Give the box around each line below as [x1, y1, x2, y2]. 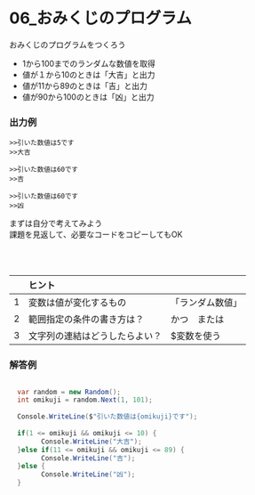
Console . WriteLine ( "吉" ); [41, 453, 136, 463]
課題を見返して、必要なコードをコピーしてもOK [9, 229, 183, 240]
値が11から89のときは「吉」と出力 [21, 80, 148, 91]
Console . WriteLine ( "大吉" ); [41, 437, 142, 446]
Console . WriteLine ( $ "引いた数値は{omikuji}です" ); [17, 412, 198, 421]
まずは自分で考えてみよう [9, 218, 103, 229]
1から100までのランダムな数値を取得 [21, 58, 155, 69]
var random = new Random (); [17, 387, 122, 396]
